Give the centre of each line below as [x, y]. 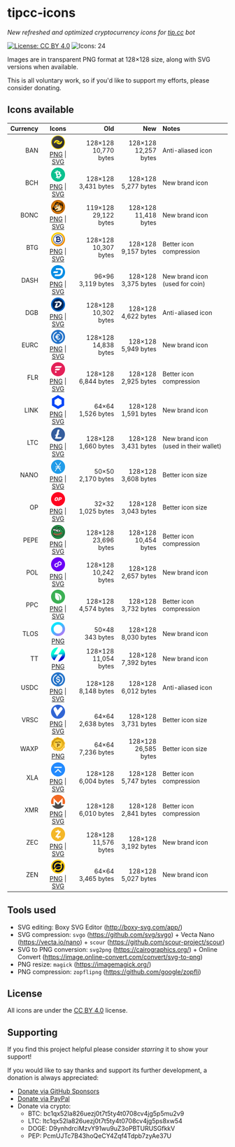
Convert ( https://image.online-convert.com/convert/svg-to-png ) [110, 957]
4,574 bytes [97, 608]
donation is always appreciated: [53, 1078]
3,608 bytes [139, 479]
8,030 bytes [139, 638]
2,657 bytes [139, 576]
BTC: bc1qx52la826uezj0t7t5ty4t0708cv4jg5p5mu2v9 [106, 1113]
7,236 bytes [97, 752]
